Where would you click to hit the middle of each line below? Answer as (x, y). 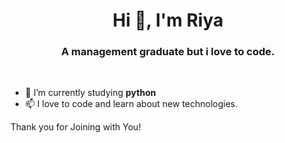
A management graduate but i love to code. (168, 52)
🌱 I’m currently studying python (90, 93)
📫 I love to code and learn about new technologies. (131, 104)
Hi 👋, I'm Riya (168, 20)
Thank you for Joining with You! (76, 127)
